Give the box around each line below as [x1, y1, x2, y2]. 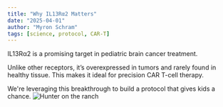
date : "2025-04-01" [7, 17, 66, 24]
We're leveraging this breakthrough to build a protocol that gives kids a [7, 84, 216, 93]
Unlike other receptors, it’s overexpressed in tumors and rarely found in [7, 63, 217, 72]
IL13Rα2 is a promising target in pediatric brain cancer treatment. [7, 50, 198, 58]
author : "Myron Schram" [7, 23, 78, 30]
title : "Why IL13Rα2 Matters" [7, 10, 98, 18]
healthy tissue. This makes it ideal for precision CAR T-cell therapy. [7, 71, 204, 79]
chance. [7, 92, 31, 101]
